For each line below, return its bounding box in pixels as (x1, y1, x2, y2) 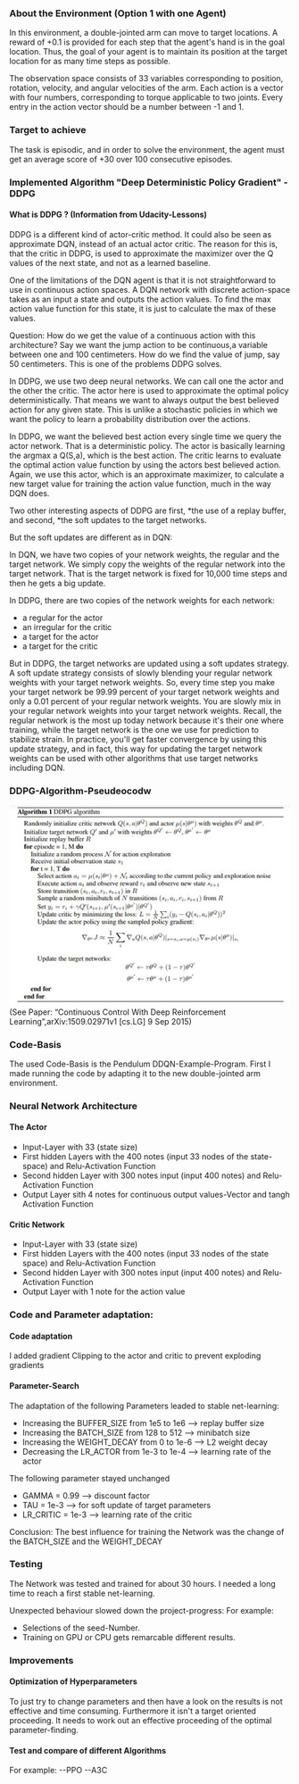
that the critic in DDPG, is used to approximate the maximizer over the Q (9, 248, 274, 259)
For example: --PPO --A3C (9, 1765, 108, 1776)
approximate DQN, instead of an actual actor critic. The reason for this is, (9, 238, 278, 249)
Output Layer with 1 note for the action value (21, 1286, 186, 1297)
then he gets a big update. (9, 577, 106, 588)
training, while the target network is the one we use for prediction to (9, 724, 259, 734)
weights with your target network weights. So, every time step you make (9, 676, 275, 687)
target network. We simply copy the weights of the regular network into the (9, 559, 286, 569)
